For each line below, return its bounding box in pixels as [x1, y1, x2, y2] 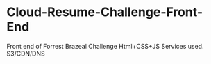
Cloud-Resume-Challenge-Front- [6, 4, 203, 20]
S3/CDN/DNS [6, 49, 46, 58]
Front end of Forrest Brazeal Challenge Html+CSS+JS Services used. [6, 42, 204, 50]
